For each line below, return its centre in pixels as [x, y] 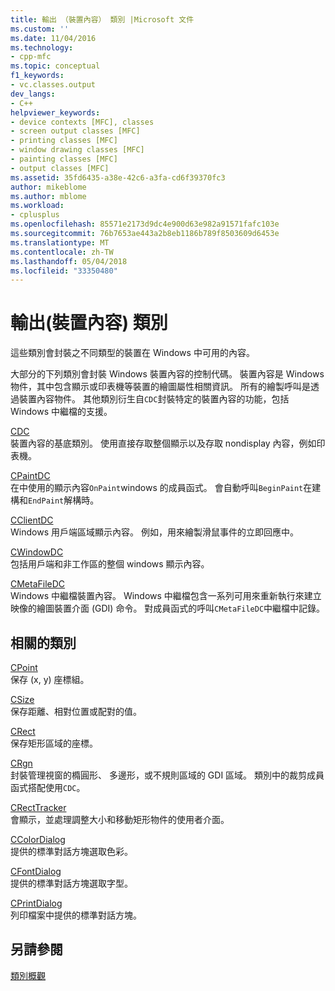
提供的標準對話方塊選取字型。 [71, 883]
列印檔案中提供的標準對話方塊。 [76, 915]
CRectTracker [38, 807]
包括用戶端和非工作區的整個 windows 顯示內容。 [110, 564]
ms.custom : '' [40, 29]
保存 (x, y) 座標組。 [50, 679]
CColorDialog [38, 839]
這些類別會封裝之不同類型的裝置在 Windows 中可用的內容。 [132, 353]
